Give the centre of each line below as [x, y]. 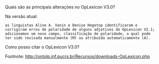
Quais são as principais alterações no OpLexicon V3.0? [60, 7]
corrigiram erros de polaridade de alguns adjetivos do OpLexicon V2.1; [80, 30]
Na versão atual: [21, 16]
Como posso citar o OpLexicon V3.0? [42, 47]
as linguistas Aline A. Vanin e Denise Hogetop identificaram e [71, 25]
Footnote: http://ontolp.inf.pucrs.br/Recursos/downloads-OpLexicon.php [78, 56]
